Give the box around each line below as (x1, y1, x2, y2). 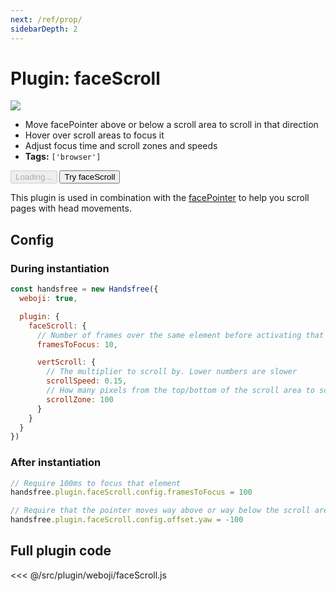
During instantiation (10, 261, 110, 275)
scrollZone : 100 (46, 394, 114, 405)
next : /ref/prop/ (10, 14, 83, 25)
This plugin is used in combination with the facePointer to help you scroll (10, 192, 310, 204)
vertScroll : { (36, 357, 97, 368)
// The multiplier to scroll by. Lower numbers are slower (46, 367, 298, 377)
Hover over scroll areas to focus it (24, 129, 165, 141)
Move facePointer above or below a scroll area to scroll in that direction (24, 119, 319, 131)
